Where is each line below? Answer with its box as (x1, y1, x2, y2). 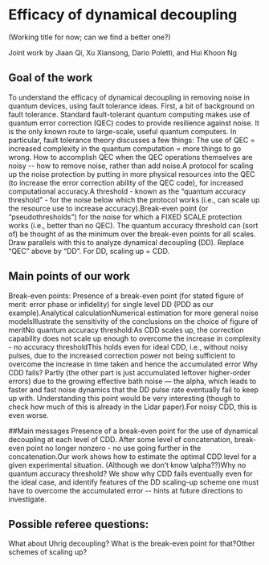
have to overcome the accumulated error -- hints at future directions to (8, 485, 243, 495)
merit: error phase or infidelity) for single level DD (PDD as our (8, 299, 214, 309)
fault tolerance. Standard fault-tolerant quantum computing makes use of (8, 109, 251, 119)
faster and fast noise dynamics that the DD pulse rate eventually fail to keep (8, 384, 259, 395)
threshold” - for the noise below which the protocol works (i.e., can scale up (8, 194, 260, 204)
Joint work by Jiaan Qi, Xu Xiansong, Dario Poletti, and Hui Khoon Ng (8, 47, 238, 57)
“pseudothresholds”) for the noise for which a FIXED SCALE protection (8, 211, 243, 222)
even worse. (8, 410, 50, 420)
